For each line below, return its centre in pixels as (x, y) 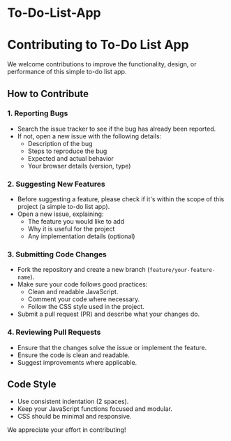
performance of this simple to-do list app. (67, 72)
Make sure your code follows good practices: (82, 284)
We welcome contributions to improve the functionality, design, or (102, 64)
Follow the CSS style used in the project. (86, 307)
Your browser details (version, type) (79, 166)
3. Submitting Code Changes (57, 254)
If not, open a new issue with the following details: (89, 136)
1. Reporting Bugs (38, 113)
